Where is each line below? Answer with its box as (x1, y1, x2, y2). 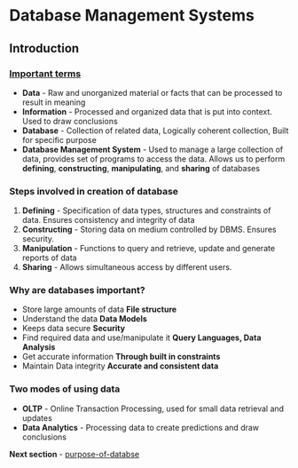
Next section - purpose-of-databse (9, 448, 140, 459)
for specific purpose (21, 134, 98, 145)
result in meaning (21, 97, 86, 107)
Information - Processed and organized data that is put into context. (21, 106, 273, 116)
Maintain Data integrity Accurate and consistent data (21, 361, 219, 371)
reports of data (21, 252, 77, 263)
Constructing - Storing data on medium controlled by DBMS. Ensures (21, 224, 277, 235)
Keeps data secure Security (21, 323, 126, 334)
